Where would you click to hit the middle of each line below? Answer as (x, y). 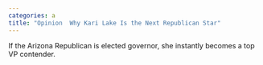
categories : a (32, 15)
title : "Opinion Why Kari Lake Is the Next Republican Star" (115, 23)
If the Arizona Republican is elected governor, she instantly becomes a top (131, 45)
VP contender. (32, 54)
